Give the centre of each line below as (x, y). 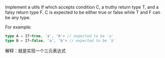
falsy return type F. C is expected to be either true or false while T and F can (83, 12)
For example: (19, 27)
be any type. (18, 17)
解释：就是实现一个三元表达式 (35, 51)
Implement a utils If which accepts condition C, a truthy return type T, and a (82, 7)
